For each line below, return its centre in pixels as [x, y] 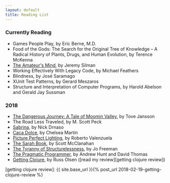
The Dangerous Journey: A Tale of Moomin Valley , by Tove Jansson [84, 116]
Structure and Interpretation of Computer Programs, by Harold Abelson [87, 86]
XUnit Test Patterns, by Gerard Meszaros [56, 81]
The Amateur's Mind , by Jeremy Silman [54, 65]
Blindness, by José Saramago [44, 76]
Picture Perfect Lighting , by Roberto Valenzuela [62, 138]
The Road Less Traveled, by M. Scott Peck [57, 122]
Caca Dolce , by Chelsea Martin [45, 133]
